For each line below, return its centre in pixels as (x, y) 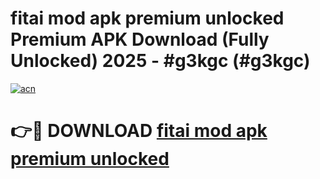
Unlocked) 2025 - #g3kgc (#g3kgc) (160, 61)
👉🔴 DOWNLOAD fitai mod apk (139, 131)
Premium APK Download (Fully (140, 39)
